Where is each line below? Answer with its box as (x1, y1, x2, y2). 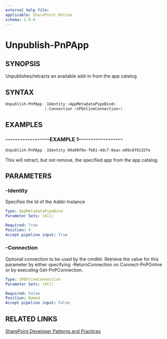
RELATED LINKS (5, 314, 58, 323)
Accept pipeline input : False (5, 301, 70, 306)
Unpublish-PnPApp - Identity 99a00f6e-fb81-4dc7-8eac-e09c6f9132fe (5, 147, 151, 153)
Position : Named (5, 295, 40, 301)
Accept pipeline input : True (5, 232, 68, 237)
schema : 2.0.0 (5, 17, 36, 22)
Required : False (5, 291, 40, 296)
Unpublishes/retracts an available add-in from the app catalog (5, 73, 137, 79)
